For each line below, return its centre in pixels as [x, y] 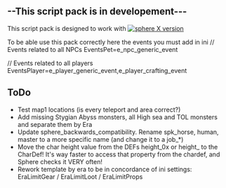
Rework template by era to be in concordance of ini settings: [105, 169]
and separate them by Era [55, 124]
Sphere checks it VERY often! [60, 161]
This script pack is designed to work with [67, 28]
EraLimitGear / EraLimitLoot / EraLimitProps [80, 176]
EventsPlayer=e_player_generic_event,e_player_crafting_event [97, 70]
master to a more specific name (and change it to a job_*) [100, 139]
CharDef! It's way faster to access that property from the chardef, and [119, 154]
